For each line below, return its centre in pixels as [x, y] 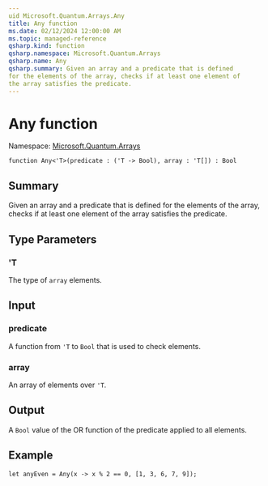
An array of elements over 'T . [57, 385]
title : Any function [43, 23]
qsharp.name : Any [38, 62]
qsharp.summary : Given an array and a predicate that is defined [121, 69]
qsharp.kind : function [47, 46]
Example [31, 456]
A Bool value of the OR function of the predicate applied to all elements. [128, 429]
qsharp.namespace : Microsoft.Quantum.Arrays [85, 53]
